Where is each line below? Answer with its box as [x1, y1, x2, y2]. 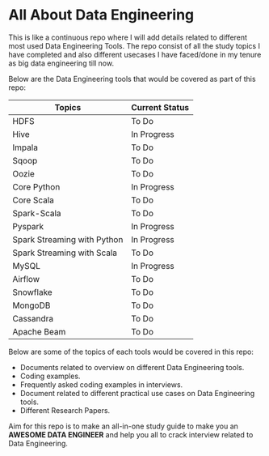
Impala [12, 142, 39, 153]
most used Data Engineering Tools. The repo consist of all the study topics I [8, 40, 261, 50]
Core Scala [12, 194, 55, 206]
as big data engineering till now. [8, 58, 115, 68]
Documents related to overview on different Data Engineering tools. [19, 362, 245, 372]
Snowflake [12, 286, 53, 297]
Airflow [12, 273, 40, 284]
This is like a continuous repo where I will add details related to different [8, 32, 248, 42]
